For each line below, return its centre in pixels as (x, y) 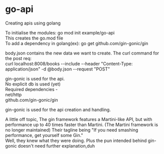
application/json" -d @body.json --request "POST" (58, 69)
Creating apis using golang (33, 23)
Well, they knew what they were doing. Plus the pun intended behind (76, 140)
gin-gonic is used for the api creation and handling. (58, 109)
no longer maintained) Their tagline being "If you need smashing (72, 130)
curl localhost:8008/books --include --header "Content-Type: (69, 63)
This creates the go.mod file (34, 38)
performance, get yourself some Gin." (44, 135)
